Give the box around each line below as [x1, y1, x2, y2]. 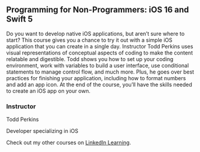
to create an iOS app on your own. [6, 87, 91, 95]
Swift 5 [6, 14, 33, 25]
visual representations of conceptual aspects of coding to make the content [6, 49, 193, 56]
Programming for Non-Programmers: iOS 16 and [6, 5, 189, 15]
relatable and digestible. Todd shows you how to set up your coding [6, 55, 174, 62]
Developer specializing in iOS [6, 127, 79, 135]
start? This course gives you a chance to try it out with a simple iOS [6, 36, 172, 44]
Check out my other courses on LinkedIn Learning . [6, 139, 132, 146]
